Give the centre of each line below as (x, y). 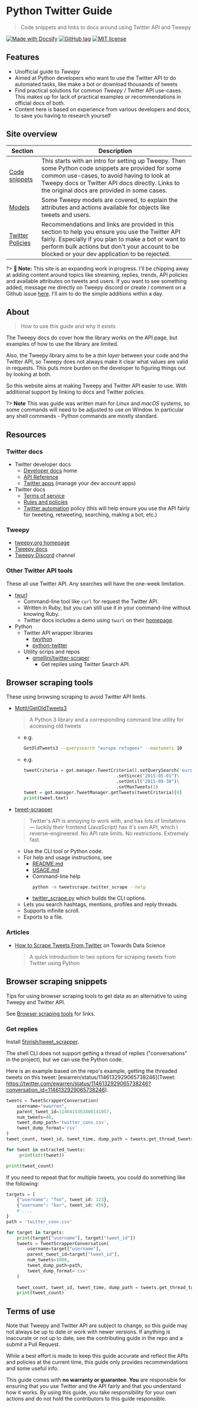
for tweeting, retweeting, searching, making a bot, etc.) (90, 515)
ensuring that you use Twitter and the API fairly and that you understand (94, 1386)
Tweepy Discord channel (45, 555)
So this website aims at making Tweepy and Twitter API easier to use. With (97, 386)
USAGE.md (46, 870)
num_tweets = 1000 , (48, 1260)
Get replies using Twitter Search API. (86, 664)
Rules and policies (46, 502)
